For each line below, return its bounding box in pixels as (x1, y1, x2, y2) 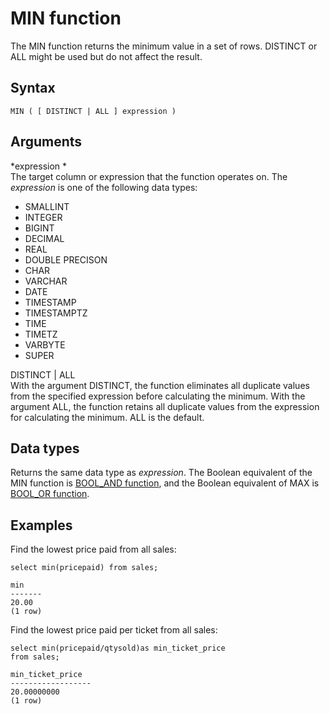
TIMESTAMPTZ (24, 307, 88, 319)
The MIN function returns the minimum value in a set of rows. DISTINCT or (10, 40, 318, 52)
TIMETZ (24, 328, 58, 340)
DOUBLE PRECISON (24, 253, 108, 266)
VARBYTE (24, 338, 66, 351)
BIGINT (24, 222, 55, 234)
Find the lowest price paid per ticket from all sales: (10, 624, 218, 636)
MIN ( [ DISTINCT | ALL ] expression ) (10, 106, 177, 116)
